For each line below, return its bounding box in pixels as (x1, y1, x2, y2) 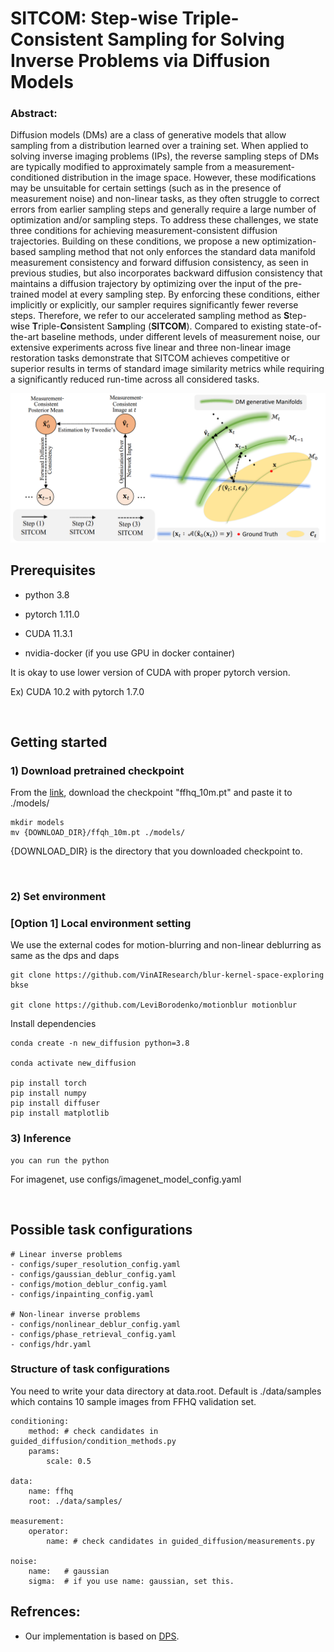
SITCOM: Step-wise (10, 7, 178, 30)
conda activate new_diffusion (10, 1058, 137, 1069)
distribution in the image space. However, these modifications (61, 172, 317, 184)
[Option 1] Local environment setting (10, 917, 192, 931)
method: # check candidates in (28, 1426, 159, 1436)
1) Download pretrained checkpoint (10, 763, 185, 777)
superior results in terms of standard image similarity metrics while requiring (10, 363, 325, 375)
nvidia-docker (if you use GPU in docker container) (24, 647, 236, 659)
